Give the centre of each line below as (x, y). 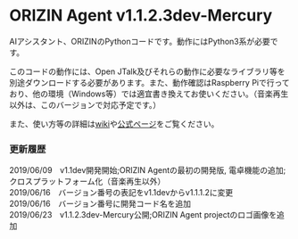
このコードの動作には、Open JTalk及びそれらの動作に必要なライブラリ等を (147, 71)
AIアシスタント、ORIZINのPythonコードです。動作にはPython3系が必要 (140, 41)
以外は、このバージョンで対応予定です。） (85, 104)
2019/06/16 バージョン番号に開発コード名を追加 (100, 204)
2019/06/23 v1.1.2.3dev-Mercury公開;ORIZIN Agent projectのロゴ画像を (143, 215)
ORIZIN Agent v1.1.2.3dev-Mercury (141, 16)
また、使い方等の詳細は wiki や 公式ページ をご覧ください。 (114, 124)
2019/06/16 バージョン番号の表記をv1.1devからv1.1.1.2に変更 (121, 193)
